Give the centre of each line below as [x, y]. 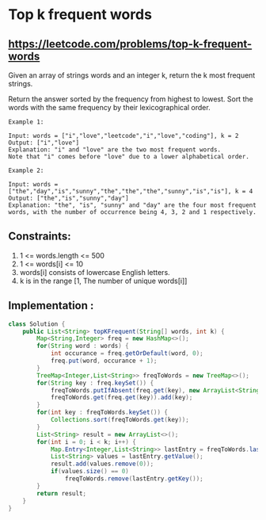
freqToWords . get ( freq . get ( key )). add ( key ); [122, 398]
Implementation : [51, 306]
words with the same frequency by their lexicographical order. [110, 107]
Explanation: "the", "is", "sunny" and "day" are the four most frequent [133, 205]
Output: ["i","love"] [44, 143]
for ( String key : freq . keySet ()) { [95, 383]
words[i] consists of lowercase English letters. [95, 272]
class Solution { [37, 324]
